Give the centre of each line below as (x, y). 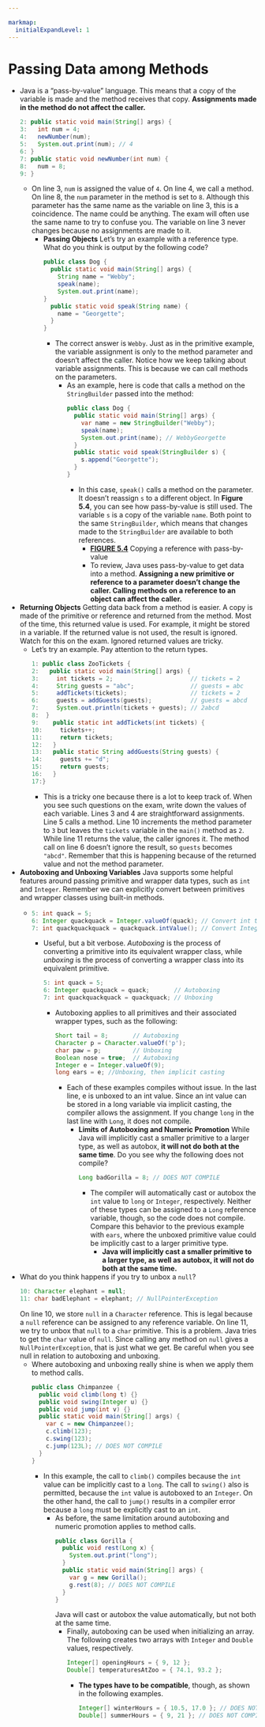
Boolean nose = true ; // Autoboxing (117, 1058)
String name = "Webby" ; (97, 277)
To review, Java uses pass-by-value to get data (167, 565)
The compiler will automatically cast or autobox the (173, 1193)
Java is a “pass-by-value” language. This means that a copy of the (128, 91)
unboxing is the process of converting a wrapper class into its (144, 960)
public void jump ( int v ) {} (85, 1409)
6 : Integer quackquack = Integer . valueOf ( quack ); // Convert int (141, 921)
